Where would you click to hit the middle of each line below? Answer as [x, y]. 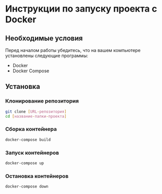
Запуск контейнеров [32, 153]
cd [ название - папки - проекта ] [36, 116]
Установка [23, 87]
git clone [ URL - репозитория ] [36, 112]
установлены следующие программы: [47, 56]
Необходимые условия [44, 38]
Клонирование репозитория [42, 101]
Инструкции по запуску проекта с [81, 9]
